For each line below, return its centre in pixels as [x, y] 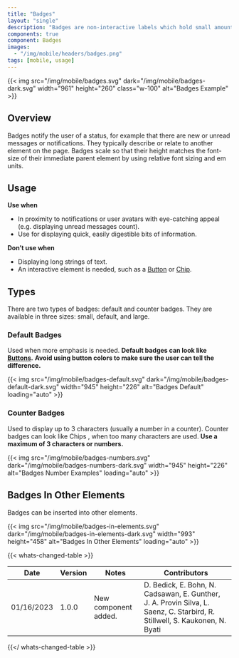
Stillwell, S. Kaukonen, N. [185, 620]
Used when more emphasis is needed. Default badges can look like [107, 351]
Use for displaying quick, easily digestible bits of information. [107, 234]
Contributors [186, 572]
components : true [33, 34]
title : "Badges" [31, 14]
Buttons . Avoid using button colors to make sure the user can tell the [111, 358]
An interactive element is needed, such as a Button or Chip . [105, 269]
